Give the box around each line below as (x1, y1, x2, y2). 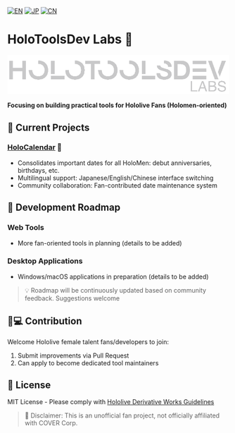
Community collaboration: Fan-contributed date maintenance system (17, 181, 218, 190)
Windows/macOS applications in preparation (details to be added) (17, 272, 209, 281)
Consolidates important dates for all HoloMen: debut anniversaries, (17, 159, 212, 167)
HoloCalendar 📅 (7, 142, 62, 152)
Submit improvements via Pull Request (17, 351, 129, 360)
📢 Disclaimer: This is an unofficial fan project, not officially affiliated (24, 411, 220, 420)
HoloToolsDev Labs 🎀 (7, 32, 134, 47)
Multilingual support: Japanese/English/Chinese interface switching (17, 173, 214, 182)
